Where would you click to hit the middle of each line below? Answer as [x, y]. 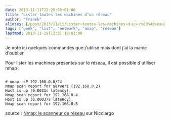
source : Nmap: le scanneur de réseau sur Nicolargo [60, 113]
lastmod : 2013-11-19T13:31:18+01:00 [44, 33]
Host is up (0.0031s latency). [38, 91]
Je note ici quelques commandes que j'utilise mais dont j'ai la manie [76, 48]
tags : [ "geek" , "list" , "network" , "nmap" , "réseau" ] [63, 29]
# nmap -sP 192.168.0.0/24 [34, 82]
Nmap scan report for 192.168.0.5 [42, 104]
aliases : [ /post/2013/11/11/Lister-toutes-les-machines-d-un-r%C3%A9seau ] [86, 24]
